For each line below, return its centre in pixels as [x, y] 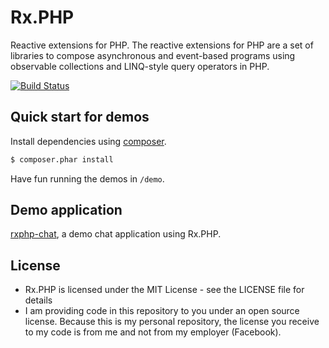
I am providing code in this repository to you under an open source [162, 311]
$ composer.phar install [62, 159]
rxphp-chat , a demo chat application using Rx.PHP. [116, 234]
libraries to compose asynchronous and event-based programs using [153, 55]
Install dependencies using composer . [88, 141]
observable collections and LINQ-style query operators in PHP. [140, 66]
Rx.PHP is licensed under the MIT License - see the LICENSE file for [164, 290]
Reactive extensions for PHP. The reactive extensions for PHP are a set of [162, 45]
